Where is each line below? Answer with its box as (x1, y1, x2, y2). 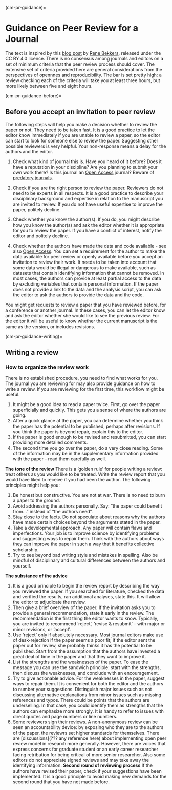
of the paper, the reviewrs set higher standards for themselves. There (12, 730, 160, 736)
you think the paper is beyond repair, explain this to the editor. (12, 429, 143, 435)
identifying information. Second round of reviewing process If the (12, 762, 153, 768)
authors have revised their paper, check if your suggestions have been (12, 768, 162, 774)
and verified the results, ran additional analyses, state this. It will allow (12, 594, 160, 600)
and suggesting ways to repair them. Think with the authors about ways (12, 536, 164, 542)
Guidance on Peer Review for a (5, 23, 139, 34)
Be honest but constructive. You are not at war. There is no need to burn (12, 492, 165, 498)
